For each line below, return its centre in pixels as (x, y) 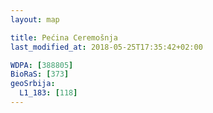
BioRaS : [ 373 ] (40, 74)
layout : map (35, 19)
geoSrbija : (33, 84)
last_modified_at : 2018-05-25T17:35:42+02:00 (106, 47)
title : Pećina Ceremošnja (64, 37)
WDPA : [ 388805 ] (42, 65)
